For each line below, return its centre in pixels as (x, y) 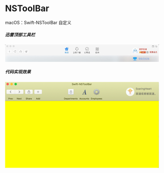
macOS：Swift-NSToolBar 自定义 (38, 22)
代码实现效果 (18, 72)
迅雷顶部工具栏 (20, 35)
